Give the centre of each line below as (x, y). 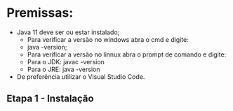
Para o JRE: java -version (64, 69)
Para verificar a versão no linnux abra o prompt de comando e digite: (127, 54)
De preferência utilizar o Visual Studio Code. (81, 76)
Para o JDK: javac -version (66, 61)
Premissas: (40, 13)
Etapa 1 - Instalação (50, 99)
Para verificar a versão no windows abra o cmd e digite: (108, 39)
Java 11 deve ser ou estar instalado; (68, 32)
